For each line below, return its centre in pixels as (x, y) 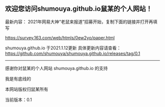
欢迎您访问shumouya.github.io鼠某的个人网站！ (79, 9)
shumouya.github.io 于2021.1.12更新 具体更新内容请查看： (63, 48)
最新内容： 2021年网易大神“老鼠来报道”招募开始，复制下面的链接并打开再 (79, 22)
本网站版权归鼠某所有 (27, 89)
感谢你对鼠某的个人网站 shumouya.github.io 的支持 (56, 68)
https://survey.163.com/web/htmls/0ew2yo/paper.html (60, 37)
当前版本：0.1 (18, 100)
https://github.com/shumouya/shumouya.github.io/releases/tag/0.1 (73, 53)
